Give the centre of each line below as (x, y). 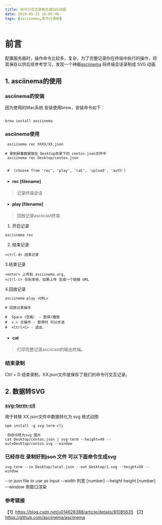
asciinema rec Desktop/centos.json (43, 158)
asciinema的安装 (25, 96)
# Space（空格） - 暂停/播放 (33, 317)
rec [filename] (27, 181)
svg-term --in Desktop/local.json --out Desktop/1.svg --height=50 (74, 467)
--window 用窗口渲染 (26, 487)
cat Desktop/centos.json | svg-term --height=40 (55, 439)
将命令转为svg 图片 (24, 435)
